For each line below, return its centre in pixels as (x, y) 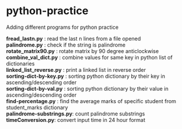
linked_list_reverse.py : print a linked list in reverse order (76, 70)
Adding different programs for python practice (62, 27)
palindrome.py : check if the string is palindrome (66, 45)
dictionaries (20, 64)
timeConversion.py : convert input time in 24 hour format (76, 120)
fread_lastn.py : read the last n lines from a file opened (74, 38)
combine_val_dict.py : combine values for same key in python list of (90, 57)
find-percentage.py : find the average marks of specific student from (91, 101)
